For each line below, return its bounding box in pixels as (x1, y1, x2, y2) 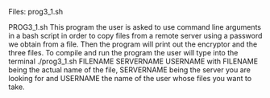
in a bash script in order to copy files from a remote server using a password (8, 31, 263, 40)
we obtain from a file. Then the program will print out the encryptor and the (8, 39, 258, 49)
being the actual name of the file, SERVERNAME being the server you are (8, 65, 251, 75)
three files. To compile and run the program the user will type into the (8, 48, 239, 57)
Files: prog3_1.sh (8, 7, 64, 16)
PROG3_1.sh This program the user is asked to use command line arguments (8, 22, 262, 31)
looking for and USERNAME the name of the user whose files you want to (8, 74, 252, 83)
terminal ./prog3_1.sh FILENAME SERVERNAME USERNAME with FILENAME (8, 56, 259, 66)
